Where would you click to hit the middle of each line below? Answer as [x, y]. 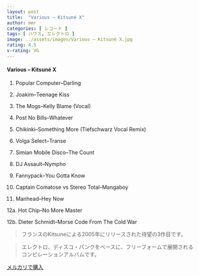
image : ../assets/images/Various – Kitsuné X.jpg [70, 39]
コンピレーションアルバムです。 [60, 254]
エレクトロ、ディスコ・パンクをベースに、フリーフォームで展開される [107, 247]
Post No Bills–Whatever [44, 118]
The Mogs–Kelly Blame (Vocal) [53, 106]
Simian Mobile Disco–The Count [55, 152]
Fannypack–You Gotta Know [50, 175]
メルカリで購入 [25, 267]
